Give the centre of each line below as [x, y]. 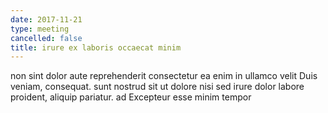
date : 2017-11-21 [46, 19]
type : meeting [40, 29]
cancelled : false [46, 38]
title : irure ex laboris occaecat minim [96, 47]
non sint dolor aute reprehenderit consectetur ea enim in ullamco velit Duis [164, 76]
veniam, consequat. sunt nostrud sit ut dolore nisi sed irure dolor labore [157, 87]
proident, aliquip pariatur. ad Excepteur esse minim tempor [131, 97]
